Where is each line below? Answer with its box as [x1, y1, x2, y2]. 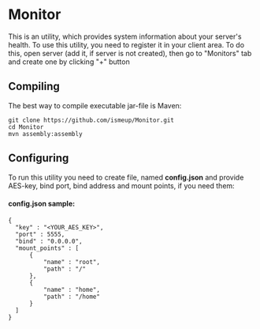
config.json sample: [8, 199, 76, 209]
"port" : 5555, [15, 230, 65, 238]
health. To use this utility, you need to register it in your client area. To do [8, 40, 245, 49]
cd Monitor [8, 123, 44, 131]
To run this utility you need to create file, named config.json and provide [8, 172, 244, 182]
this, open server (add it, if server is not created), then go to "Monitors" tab [8, 48, 252, 58]
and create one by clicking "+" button [8, 57, 130, 66]
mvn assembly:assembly [8, 130, 83, 138]
